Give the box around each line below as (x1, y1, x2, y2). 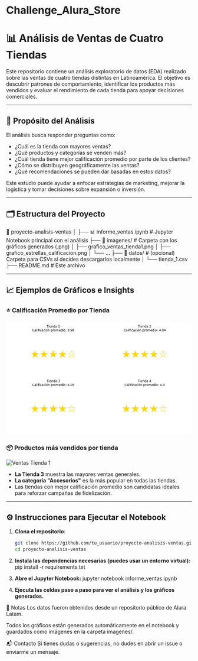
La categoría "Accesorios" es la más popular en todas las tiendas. (14, 477, 177, 484)
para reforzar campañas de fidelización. (14, 490, 112, 497)
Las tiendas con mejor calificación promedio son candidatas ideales (14, 483, 180, 491)
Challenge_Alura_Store (6, 4, 121, 17)
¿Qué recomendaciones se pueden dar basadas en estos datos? (14, 168, 171, 175)
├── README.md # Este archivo (6, 261, 85, 269)
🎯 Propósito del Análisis (6, 116, 95, 126)
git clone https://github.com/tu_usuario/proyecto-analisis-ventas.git (14, 540, 194, 546)
